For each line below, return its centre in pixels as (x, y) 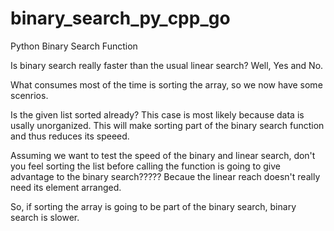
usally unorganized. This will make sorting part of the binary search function (167, 125)
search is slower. (45, 217)
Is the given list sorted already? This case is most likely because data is (157, 114)
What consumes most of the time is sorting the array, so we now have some (166, 84)
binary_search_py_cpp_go (120, 18)
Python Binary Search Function (74, 46)
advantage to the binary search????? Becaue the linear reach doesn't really (165, 176)
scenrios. (29, 95)
